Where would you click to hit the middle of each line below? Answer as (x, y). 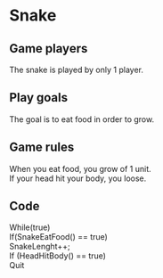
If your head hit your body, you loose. (78, 178)
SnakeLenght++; (40, 247)
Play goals (39, 98)
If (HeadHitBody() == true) (58, 256)
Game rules (42, 147)
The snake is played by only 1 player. (77, 69)
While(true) (30, 227)
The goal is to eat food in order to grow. (81, 119)
